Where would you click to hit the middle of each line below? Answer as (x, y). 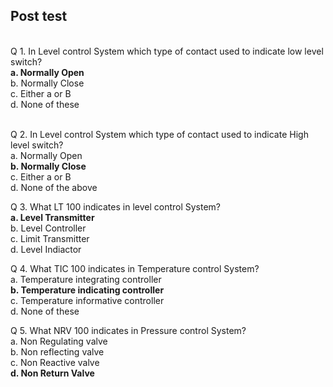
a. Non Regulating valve (59, 341)
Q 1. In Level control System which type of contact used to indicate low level (167, 51)
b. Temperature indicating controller (87, 290)
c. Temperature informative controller (87, 300)
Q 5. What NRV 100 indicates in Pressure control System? (128, 330)
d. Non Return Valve (52, 373)
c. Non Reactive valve (55, 362)
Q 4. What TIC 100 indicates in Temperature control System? (135, 268)
